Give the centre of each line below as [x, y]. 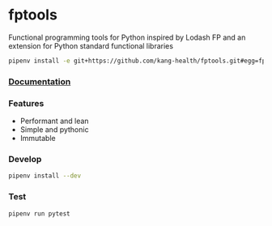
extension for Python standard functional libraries [91, 45]
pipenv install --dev [45, 176]
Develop [25, 159]
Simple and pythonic [54, 130]
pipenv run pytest [39, 213]
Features [26, 103]
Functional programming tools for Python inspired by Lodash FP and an [127, 37]
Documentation [40, 81]
